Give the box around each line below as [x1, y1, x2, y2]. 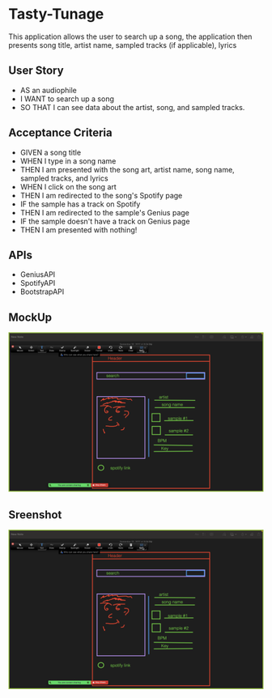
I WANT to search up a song [19, 94, 115, 104]
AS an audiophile [19, 85, 77, 95]
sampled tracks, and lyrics [19, 173, 108, 183]
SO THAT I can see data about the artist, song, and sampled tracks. [19, 102, 245, 112]
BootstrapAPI [19, 287, 65, 296]
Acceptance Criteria [8, 126, 113, 140]
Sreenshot [8, 508, 62, 521]
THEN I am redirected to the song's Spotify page [19, 190, 183, 200]
